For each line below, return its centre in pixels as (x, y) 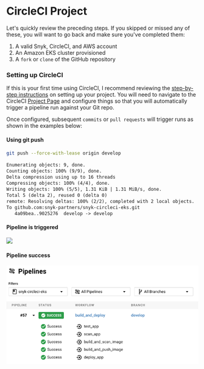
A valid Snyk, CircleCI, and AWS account (66, 46)
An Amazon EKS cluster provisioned (60, 52)
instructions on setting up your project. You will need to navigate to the (107, 95)
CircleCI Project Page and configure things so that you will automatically (97, 101)
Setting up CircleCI (35, 75)
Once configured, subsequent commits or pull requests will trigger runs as (100, 119)
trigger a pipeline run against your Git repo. (60, 108)
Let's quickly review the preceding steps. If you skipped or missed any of (98, 28)
